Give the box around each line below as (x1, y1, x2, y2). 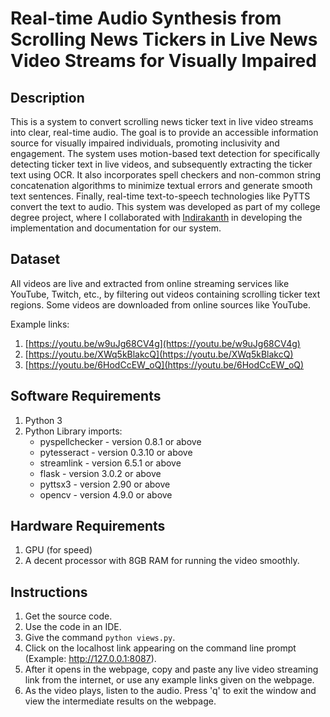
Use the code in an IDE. (24, 621, 122, 633)
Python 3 (24, 414, 63, 426)
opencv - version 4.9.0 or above (39, 488, 173, 501)
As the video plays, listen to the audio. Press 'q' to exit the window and (24, 685, 317, 697)
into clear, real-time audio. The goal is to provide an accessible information (10, 127, 319, 138)
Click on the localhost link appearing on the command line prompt (24, 642, 297, 654)
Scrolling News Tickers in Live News (10, 28, 318, 51)
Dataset (10, 251, 61, 268)
